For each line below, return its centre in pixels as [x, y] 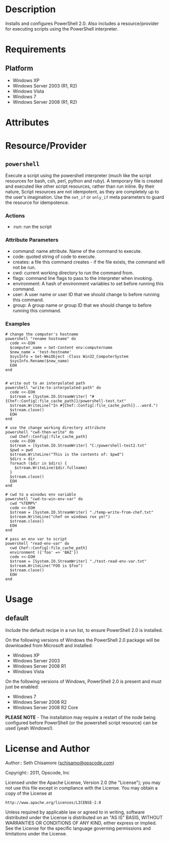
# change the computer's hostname [42, 334]
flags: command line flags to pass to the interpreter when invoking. [83, 278]
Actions [15, 216]
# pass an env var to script [36, 539]
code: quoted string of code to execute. [54, 256]
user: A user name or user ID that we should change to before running [86, 294]
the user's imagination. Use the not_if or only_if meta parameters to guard [85, 197]
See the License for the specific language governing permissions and [78, 828]
